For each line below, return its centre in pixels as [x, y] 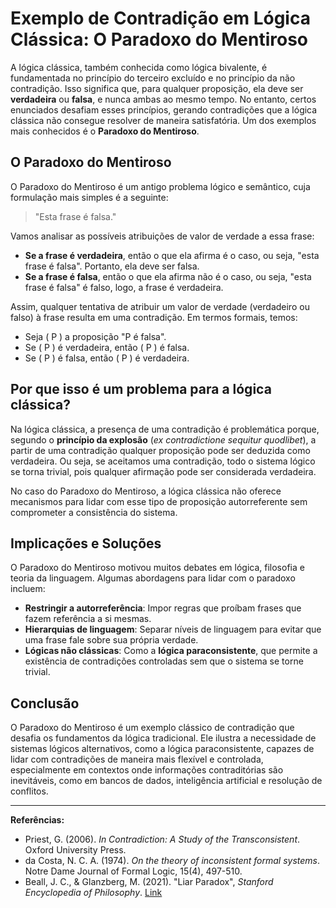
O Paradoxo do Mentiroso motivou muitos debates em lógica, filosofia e [157, 568]
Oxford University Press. [75, 850]
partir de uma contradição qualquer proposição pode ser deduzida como [160, 450]
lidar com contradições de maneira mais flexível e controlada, [137, 759]
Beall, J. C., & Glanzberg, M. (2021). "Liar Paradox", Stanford [149, 882]
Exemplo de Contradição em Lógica [160, 18]
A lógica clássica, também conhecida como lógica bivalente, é [139, 67]
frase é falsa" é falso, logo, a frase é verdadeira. [124, 287]
